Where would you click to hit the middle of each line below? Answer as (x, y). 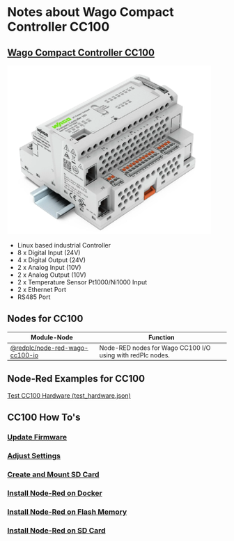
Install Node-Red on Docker (55, 493)
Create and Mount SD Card (53, 475)
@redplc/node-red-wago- (49, 348)
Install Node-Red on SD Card (56, 531)
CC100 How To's (44, 418)
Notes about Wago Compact (91, 12)
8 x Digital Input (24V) (49, 252)
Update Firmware (37, 437)
